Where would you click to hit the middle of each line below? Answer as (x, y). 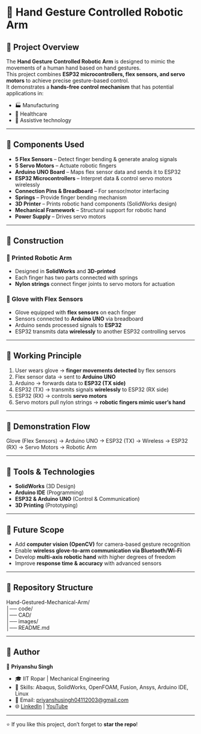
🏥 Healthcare (31, 114)
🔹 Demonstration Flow (48, 427)
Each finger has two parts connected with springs (76, 277)
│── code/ (19, 608)
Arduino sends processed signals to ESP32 (68, 325)
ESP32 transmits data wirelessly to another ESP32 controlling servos (100, 331)
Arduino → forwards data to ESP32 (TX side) (70, 383)
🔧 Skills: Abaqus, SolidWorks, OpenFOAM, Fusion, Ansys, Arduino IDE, (101, 687)
